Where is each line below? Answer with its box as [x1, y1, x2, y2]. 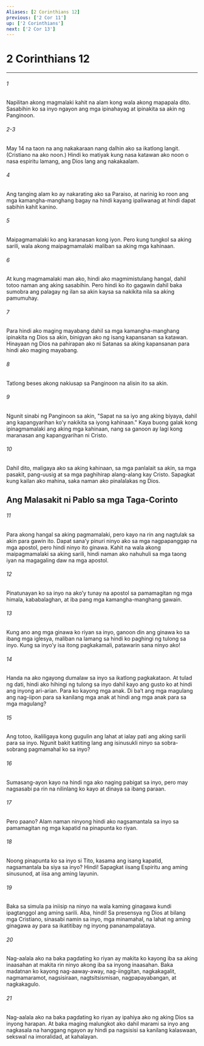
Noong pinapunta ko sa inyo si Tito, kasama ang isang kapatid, [6, 857, 163, 864]
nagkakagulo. [6, 980, 41, 988]
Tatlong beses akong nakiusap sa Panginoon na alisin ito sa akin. [6, 379, 169, 387]
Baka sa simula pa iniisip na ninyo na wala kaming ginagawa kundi [6, 902, 172, 910]
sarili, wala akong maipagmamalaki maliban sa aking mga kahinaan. [6, 243, 175, 249]
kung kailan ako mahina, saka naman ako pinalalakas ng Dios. [6, 477, 160, 485]
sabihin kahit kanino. [6, 203, 58, 210]
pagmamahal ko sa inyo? [28, 746, 90, 753]
